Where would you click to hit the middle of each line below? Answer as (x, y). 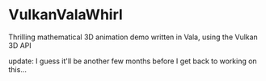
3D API (20, 45)
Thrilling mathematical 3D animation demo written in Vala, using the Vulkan (133, 37)
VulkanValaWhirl (65, 15)
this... (17, 69)
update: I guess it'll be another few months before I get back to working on (133, 61)
